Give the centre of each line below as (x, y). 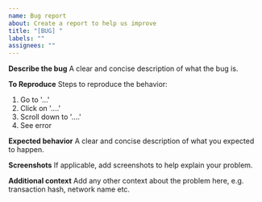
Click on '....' (40, 109)
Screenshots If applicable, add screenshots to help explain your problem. (131, 165)
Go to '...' (35, 100)
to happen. (26, 150)
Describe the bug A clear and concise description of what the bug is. (123, 68)
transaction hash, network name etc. (69, 189)
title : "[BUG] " (35, 31)
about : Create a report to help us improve (83, 23)
